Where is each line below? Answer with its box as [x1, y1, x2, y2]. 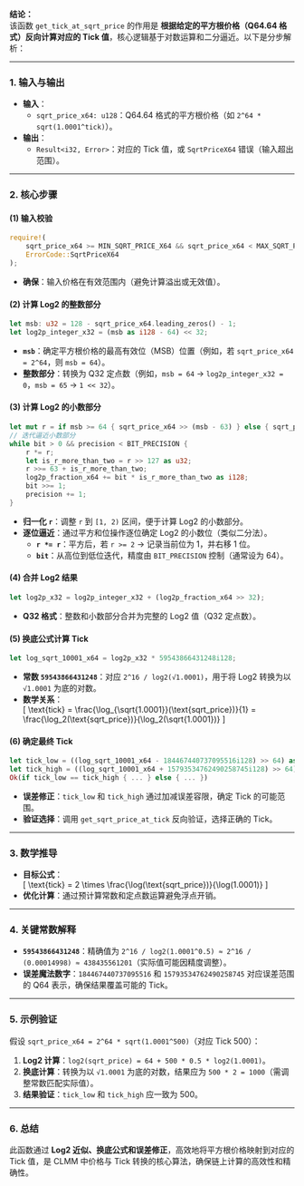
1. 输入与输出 [9, 76, 65, 89]
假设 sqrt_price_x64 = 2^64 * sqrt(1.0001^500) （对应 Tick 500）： [9, 1035, 261, 1046]
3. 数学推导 [9, 847, 58, 860]
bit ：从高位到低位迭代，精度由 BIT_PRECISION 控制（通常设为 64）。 [35, 549, 289, 560]
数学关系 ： [22, 694, 63, 705]
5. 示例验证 [9, 1013, 58, 1026]
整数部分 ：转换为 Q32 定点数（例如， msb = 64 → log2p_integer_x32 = [22, 367, 284, 379]
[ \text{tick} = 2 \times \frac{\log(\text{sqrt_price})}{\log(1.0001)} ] [22, 880, 269, 890]
